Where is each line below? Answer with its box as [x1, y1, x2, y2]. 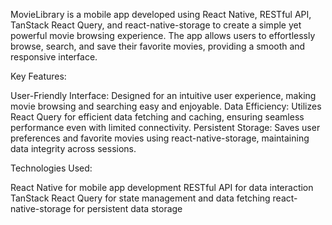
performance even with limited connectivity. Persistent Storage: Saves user [10, 122, 321, 133]
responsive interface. [10, 51, 98, 63]
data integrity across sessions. [10, 143, 137, 154]
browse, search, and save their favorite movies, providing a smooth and [10, 40, 306, 52]
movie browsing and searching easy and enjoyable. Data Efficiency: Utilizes [10, 100, 322, 112]
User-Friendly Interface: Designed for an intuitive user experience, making [10, 90, 317, 101]
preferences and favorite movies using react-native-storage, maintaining [10, 132, 310, 144]
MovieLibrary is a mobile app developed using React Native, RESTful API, [10, 9, 312, 20]
